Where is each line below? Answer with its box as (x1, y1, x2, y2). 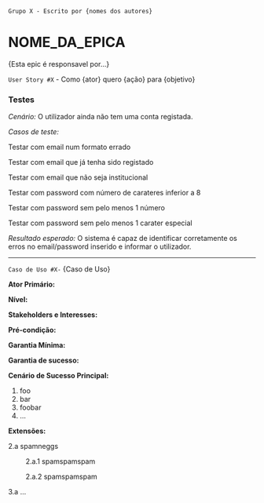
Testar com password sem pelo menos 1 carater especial (8, 218, 192, 228)
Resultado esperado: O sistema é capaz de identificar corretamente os (8, 234, 238, 243)
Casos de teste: (8, 127, 59, 137)
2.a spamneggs (8, 442, 59, 451)
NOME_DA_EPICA (8, 34, 126, 51)
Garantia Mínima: (8, 341, 66, 350)
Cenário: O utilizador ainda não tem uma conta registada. (8, 112, 193, 122)
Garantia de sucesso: (8, 355, 79, 365)
